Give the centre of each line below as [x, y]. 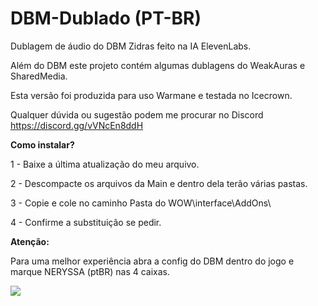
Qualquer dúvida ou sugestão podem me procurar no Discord [137, 114]
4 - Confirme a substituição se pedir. [86, 222]
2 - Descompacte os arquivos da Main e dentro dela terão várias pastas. [159, 183]
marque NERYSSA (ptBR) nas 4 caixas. [90, 271]
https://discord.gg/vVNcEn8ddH [77, 125]
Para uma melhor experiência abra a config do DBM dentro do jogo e [152, 261]
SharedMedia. [39, 76]
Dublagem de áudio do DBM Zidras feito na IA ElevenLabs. [131, 46]
